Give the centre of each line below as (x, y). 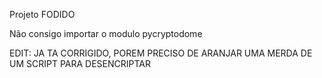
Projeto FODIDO (42, 14)
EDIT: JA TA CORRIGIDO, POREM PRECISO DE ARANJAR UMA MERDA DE (161, 53)
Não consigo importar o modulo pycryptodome (106, 33)
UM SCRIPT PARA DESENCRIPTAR (80, 63)
